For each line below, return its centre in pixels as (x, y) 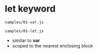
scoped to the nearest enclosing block (52, 45)
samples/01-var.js (24, 22)
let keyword (30, 9)
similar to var (26, 40)
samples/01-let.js (24, 31)
